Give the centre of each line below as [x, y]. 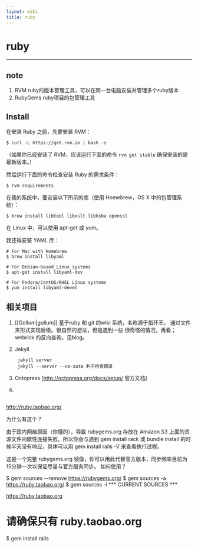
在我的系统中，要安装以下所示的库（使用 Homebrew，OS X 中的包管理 [92, 197]
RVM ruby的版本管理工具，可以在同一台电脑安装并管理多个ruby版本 [97, 90]
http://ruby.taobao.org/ [34, 407]
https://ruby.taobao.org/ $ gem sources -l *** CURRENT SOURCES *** [92, 485]
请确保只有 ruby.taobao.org [74, 522]
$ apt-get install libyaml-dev [44, 273]
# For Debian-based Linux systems [49, 267]
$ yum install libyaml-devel [42, 288]
